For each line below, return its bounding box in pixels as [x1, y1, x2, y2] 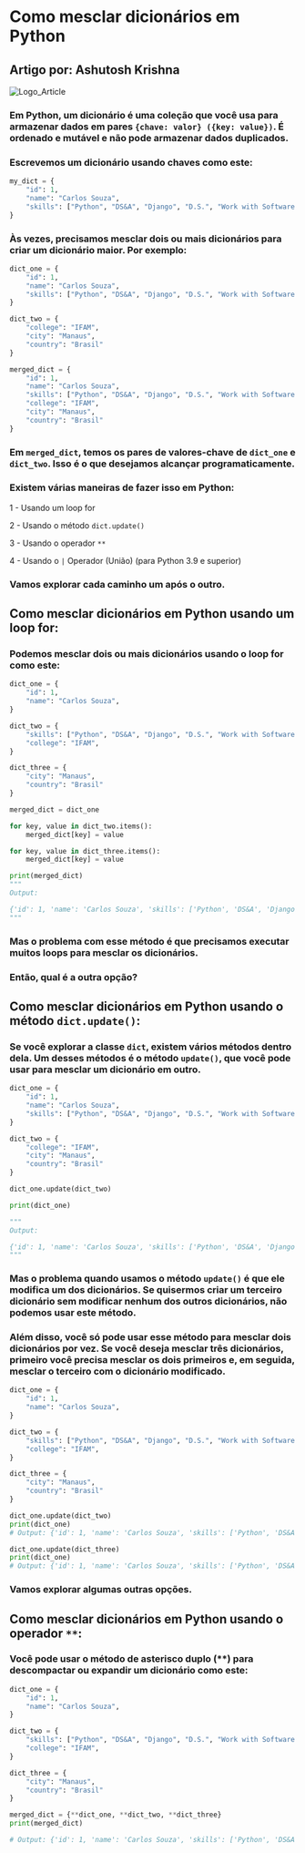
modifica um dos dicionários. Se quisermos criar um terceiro [9, 1284, 282, 1296]
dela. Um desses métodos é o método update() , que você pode [9, 1051, 291, 1064]
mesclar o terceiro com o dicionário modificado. [9, 1365, 226, 1377]
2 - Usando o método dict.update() [9, 519, 146, 530]
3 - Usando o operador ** [9, 537, 107, 548]
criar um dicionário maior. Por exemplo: [9, 243, 188, 256]
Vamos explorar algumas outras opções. [9, 1583, 193, 1596]
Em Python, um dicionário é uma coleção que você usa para [9, 108, 279, 121]
